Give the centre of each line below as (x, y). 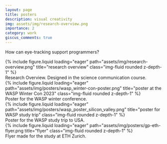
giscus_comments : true (29, 38)
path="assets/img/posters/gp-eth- (125, 125)
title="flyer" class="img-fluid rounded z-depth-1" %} (79, 130)
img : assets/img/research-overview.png (47, 24)
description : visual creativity (39, 19)
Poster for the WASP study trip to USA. (45, 120)
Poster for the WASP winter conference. (46, 98)
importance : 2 (20, 28)
